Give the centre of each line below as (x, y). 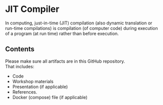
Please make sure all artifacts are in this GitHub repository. (65, 61)
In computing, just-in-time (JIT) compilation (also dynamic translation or (79, 23)
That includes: (20, 66)
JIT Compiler (32, 9)
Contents (20, 49)
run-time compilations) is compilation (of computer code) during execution (81, 28)
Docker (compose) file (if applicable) (50, 97)
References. (25, 92)
